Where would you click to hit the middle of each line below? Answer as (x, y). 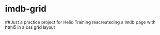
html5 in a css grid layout (30, 27)
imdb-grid (26, 9)
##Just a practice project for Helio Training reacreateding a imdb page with (80, 22)
